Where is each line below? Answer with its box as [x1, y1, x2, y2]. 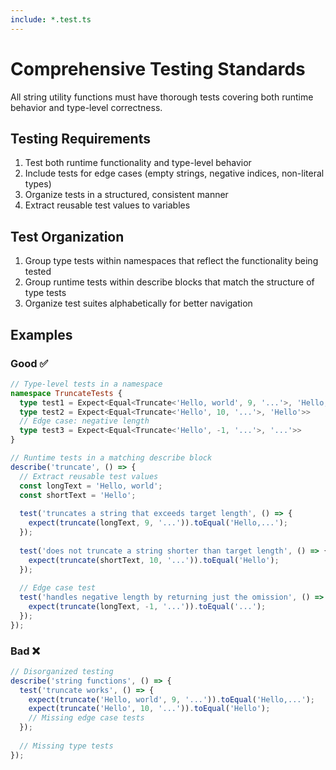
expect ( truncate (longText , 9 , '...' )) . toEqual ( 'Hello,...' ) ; [28, 518, 289, 528]
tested [24, 266, 52, 278]
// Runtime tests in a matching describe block [10, 453, 213, 463]
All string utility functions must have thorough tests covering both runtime [10, 91, 314, 103]
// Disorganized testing [10, 666, 114, 676]
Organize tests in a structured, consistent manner [24, 189, 229, 201]
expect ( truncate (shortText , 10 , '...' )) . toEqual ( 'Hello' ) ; [28, 555, 280, 565]
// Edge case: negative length [19, 416, 150, 426]
